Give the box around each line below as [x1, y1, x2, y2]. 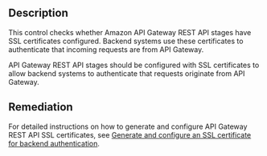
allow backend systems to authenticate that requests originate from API [8, 68, 245, 78]
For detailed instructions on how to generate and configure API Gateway [8, 122, 248, 131]
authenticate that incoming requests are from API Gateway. [8, 44, 204, 54]
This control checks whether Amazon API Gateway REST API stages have [8, 27, 252, 37]
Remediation [8, 100, 74, 114]
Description [8, 6, 68, 20]
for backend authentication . [8, 138, 101, 148]
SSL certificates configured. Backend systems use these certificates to [8, 36, 244, 46]
